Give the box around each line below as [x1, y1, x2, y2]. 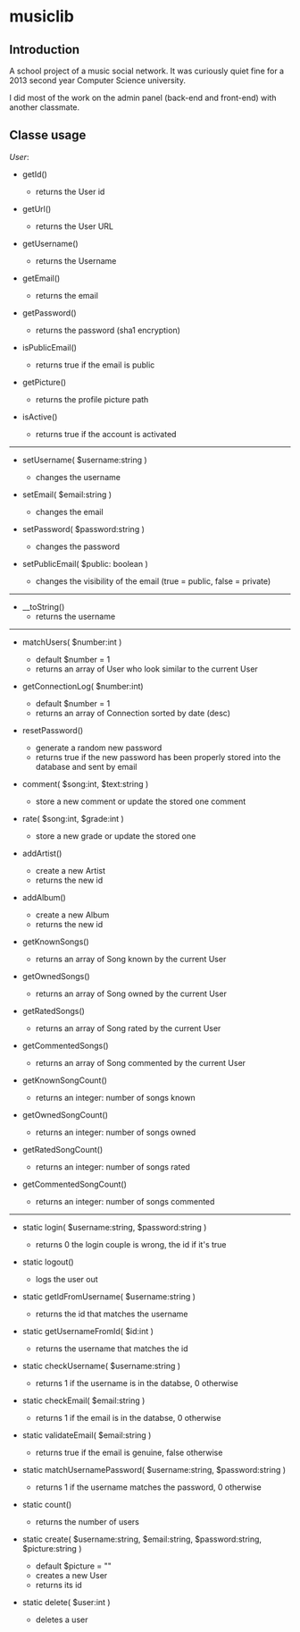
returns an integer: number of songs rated [35, 1161, 190, 1172]
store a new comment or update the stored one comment [35, 796, 246, 807]
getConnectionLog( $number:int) [21, 681, 145, 691]
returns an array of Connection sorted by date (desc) [35, 707, 230, 718]
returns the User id [35, 186, 105, 197]
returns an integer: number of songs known [35, 1092, 196, 1103]
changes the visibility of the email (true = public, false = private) [35, 575, 271, 587]
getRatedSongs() [21, 1005, 85, 1016]
